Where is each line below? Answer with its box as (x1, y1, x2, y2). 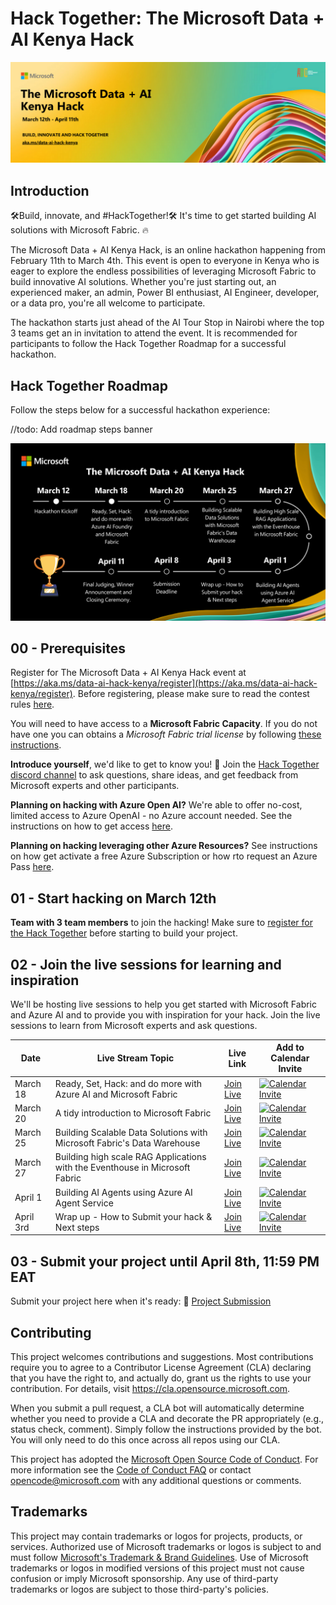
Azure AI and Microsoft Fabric (54, 1088, 178, 1100)
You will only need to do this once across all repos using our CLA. (10, 1434, 281, 1446)
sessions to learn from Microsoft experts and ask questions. (10, 1019, 258, 1031)
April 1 (14, 1192, 43, 1204)
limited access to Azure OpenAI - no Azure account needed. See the (10, 810, 293, 822)
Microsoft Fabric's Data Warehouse (54, 1137, 201, 1149)
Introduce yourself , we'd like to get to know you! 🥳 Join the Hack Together (10, 758, 320, 771)
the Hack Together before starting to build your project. (10, 927, 238, 939)
